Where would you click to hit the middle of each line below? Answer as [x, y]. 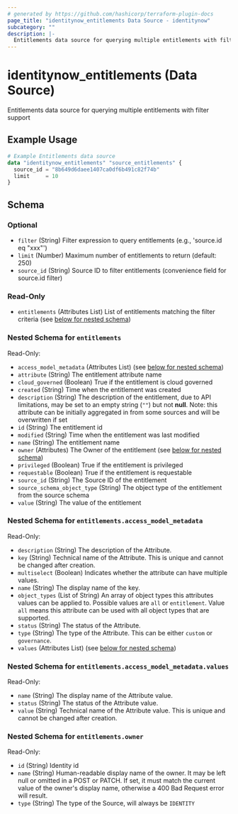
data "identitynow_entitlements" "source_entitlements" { [95, 163]
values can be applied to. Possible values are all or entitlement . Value [121, 603]
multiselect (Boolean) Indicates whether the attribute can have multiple [123, 572]
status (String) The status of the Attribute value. [88, 703]
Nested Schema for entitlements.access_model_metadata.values [118, 666]
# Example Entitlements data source [61, 156]
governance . [34, 640]
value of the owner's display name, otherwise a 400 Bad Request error [121, 788]
